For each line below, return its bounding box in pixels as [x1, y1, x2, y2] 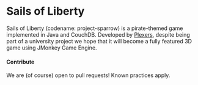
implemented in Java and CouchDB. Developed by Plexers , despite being [6, 31, 191, 38]
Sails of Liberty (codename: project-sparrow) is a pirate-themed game [6, 24, 183, 32]
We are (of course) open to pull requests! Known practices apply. [6, 72, 170, 79]
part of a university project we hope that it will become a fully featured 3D [6, 37, 193, 45]
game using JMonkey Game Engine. [6, 44, 97, 51]
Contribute [6, 58, 35, 65]
